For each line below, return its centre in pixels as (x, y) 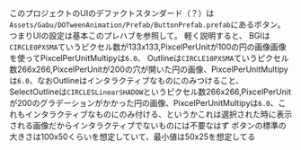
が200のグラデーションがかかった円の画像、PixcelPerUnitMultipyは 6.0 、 (144, 103)
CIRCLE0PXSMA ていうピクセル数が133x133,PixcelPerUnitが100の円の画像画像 (148, 47)
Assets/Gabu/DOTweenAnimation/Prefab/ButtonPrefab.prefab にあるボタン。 (147, 24)
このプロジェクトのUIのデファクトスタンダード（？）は (112, 13)
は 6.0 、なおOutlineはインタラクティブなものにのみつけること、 (127, 80)
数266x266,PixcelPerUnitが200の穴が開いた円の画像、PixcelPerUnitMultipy (149, 69)
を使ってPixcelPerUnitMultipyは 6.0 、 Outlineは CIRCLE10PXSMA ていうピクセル (149, 58)
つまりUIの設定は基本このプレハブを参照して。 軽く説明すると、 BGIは (140, 35)
